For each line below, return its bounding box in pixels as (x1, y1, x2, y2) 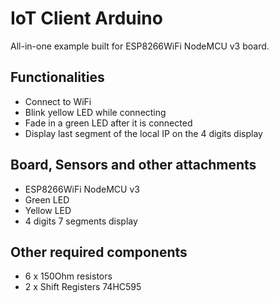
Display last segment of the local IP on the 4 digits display (24, 127, 263, 139)
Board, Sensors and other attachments (10, 157, 257, 174)
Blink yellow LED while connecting (24, 106, 167, 118)
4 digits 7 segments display (24, 215, 138, 227)
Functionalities (10, 69, 105, 86)
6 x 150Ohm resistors (24, 270, 113, 282)
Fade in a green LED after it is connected (24, 117, 193, 129)
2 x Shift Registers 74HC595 (24, 281, 142, 293)
